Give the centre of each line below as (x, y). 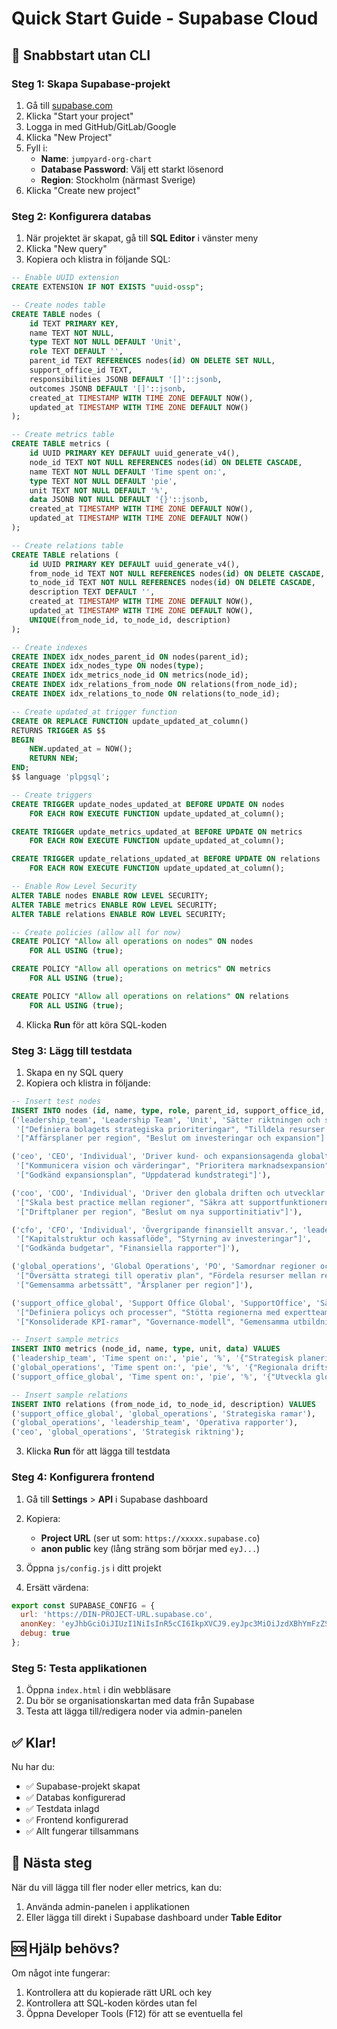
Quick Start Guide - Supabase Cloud (165, 18)
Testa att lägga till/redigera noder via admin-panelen (134, 1711)
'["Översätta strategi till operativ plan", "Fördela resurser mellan (165, 1276)
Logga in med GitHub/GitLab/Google (101, 126)
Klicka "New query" (66, 249)
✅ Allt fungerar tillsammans (82, 1831)
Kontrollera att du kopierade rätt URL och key (119, 1992)
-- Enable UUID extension (65, 278)
